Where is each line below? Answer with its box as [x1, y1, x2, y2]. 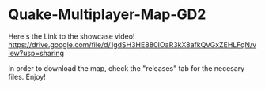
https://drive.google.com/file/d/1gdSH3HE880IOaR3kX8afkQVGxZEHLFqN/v [8, 39, 257, 49]
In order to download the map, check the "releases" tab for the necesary [8, 63, 245, 72]
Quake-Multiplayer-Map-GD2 [8, 6, 206, 24]
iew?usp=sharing [8, 48, 65, 57]
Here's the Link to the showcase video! [8, 32, 135, 41]
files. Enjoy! [8, 72, 46, 81]
